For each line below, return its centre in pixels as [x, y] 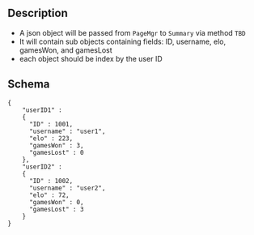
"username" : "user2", [67, 188]
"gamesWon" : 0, [56, 202]
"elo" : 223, [51, 138]
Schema [29, 84]
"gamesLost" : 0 [56, 152]
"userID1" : [42, 110]
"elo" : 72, [49, 195]
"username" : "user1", [67, 131]
